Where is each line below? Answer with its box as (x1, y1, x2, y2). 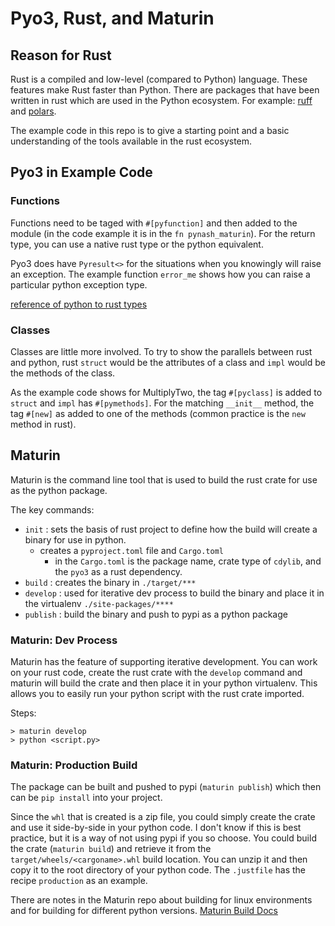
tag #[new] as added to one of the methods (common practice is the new (10, 407, 306, 419)
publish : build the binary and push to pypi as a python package (24, 608, 288, 620)
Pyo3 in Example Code (10, 164, 153, 181)
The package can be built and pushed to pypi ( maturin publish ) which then (10, 781, 322, 793)
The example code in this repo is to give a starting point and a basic (10, 125, 290, 136)
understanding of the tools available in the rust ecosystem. (10, 135, 253, 147)
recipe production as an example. (10, 875, 148, 887)
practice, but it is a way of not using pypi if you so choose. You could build (10, 832, 317, 844)
